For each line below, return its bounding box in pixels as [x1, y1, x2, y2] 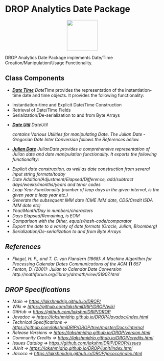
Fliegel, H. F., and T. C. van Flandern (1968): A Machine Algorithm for [12, 256, 152, 261]
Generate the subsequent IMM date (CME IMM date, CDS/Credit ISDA [12, 197, 153, 203]
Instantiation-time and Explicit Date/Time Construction [12, 102, 122, 107]
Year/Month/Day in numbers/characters [12, 207, 93, 213]
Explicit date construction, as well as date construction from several [12, 166, 150, 172]
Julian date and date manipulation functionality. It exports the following [12, 151, 157, 157]
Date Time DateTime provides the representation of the [12, 87, 124, 93]
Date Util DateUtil [12, 122, 48, 128]
